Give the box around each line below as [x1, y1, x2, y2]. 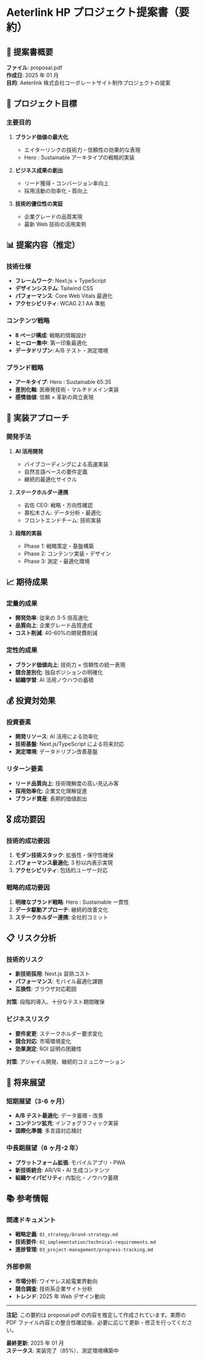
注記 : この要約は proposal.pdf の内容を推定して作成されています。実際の [6, 1311, 186, 1318]
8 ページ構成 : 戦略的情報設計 [14, 331, 86, 338]
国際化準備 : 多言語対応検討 [14, 1127, 82, 1134]
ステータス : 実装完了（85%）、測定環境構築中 [6, 1347, 119, 1354]
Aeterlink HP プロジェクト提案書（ [6, 5, 179, 19]
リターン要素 [6, 765, 43, 773]
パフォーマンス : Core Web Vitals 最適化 [14, 292, 113, 300]
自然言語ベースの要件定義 [24, 468, 88, 475]
